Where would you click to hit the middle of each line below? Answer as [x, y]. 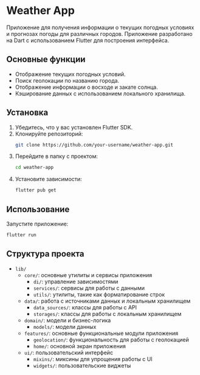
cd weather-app [34, 168]
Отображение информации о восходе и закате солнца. [86, 87]
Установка [27, 113]
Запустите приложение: [37, 224]
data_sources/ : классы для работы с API [85, 307]
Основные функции [46, 59]
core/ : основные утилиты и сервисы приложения [88, 275]
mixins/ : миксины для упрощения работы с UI [93, 359]
